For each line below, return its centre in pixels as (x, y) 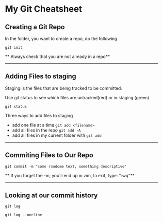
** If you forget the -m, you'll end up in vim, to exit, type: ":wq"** (70, 175)
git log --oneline (24, 215)
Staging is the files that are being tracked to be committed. (64, 88)
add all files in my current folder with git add (57, 135)
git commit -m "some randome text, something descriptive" (66, 166)
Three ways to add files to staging (39, 115)
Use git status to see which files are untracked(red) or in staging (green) (77, 97)
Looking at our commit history (51, 195)
